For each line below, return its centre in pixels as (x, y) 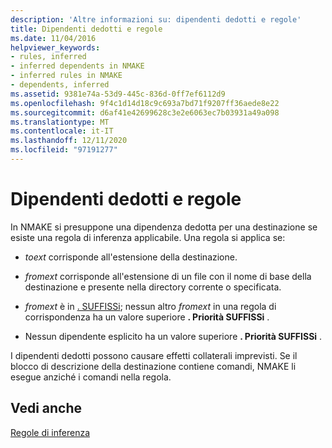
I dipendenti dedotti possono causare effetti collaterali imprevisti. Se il (154, 355)
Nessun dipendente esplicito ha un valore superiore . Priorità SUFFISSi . (173, 336)
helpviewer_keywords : (55, 47)
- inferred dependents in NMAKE (77, 66)
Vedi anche (46, 408)
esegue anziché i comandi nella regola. (91, 377)
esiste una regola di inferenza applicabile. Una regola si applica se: (148, 237)
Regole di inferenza (50, 432)
